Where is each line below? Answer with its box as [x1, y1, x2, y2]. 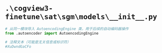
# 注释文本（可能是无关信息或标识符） [5, 40, 71, 44]
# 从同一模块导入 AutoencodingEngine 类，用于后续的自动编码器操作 [5, 26, 129, 31]
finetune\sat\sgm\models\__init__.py [5, 13, 158, 22]
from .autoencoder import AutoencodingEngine [5, 31, 98, 36]
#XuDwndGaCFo [5, 44, 32, 49]
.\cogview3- [5, 4, 53, 13]
